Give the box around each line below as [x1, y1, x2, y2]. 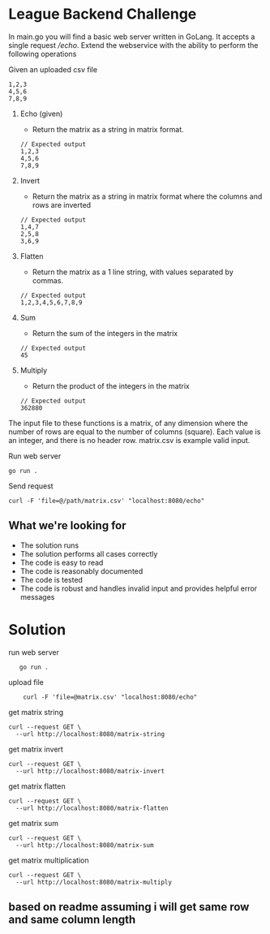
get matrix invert [8, 744, 63, 754]
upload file [8, 677, 45, 687]
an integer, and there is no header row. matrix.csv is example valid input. [8, 435, 251, 445]
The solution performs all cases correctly [19, 549, 158, 558]
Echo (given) [19, 109, 63, 118]
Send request [8, 480, 54, 491]
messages [19, 592, 55, 601]
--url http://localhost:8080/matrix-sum [15, 841, 154, 849]
